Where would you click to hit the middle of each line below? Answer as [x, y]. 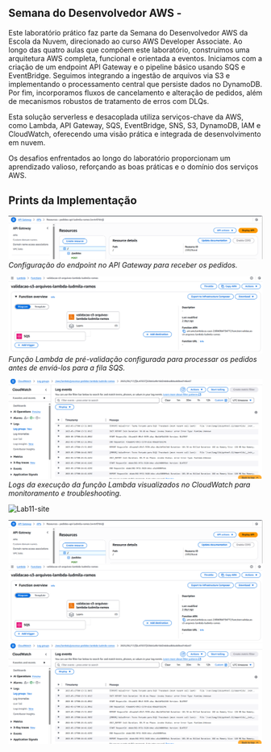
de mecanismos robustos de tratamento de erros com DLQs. [109, 101]
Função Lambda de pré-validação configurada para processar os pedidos [133, 359]
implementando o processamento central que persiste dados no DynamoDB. [135, 84]
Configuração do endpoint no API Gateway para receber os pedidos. [123, 264]
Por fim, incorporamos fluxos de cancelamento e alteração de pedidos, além [135, 93]
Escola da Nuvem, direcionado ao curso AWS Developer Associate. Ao [125, 41]
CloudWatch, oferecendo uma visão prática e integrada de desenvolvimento [135, 134]
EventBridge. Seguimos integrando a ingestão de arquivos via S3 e [119, 75]
